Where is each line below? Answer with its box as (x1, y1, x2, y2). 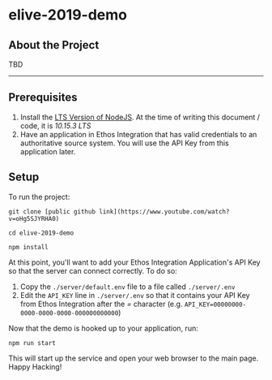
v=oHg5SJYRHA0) (8, 214, 60, 222)
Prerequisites (8, 91, 78, 105)
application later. (19, 146, 76, 156)
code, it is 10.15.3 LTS (19, 120, 91, 131)
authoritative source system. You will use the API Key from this (19, 138, 229, 148)
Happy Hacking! (8, 361, 62, 371)
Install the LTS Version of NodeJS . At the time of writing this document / (19, 112, 261, 122)
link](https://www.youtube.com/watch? (98, 207, 230, 216)
